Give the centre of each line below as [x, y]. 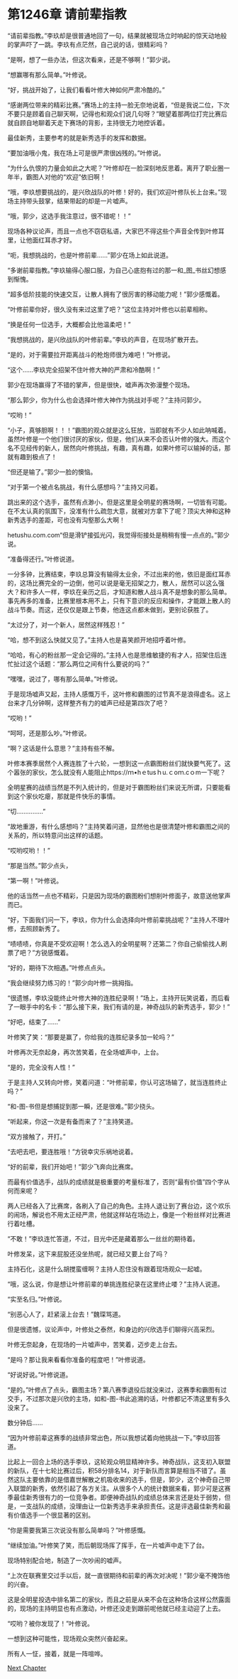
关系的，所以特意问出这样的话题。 [57, 835]
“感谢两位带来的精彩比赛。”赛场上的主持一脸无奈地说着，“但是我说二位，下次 [119, 104]
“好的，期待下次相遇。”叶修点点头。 [58, 967]
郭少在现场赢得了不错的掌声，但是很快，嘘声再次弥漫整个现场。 [100, 385]
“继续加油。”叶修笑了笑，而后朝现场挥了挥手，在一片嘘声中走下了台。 [108, 1545]
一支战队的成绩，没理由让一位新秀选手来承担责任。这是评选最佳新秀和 [122, 1506]
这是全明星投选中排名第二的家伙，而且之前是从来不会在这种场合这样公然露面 [119, 1599]
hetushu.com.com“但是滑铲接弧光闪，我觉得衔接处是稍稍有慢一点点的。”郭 [115, 535]
